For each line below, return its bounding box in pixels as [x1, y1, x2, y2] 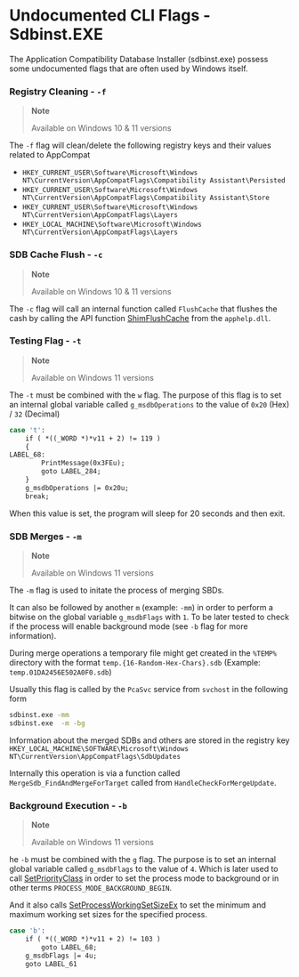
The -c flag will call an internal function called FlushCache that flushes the [9, 303, 278, 314]
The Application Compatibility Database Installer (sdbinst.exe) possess [9, 53, 269, 64]
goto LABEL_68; [41, 942, 98, 952]
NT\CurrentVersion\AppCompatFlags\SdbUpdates [9, 752, 181, 761]
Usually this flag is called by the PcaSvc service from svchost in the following [9, 684, 288, 694]
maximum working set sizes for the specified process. [9, 909, 207, 920]
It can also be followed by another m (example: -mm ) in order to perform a [9, 602, 274, 612]
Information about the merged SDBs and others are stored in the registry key [9, 735, 290, 746]
